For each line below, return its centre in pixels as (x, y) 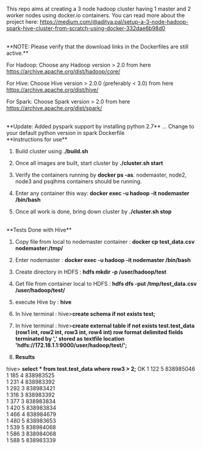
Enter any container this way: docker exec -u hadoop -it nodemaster (102, 193)
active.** (17, 53)
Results (25, 357)
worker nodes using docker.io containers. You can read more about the (96, 15)
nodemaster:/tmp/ (39, 248)
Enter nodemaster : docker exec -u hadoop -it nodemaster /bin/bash (103, 260)
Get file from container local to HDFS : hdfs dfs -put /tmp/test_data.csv (106, 284)
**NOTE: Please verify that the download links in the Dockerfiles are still (98, 46)
